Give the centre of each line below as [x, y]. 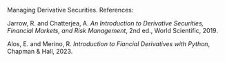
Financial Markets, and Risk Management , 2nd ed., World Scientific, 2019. [113, 31]
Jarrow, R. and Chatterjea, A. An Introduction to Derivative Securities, [106, 23]
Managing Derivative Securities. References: [70, 10]
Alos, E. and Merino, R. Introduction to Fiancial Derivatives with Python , [109, 44]
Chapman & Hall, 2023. [40, 51]
